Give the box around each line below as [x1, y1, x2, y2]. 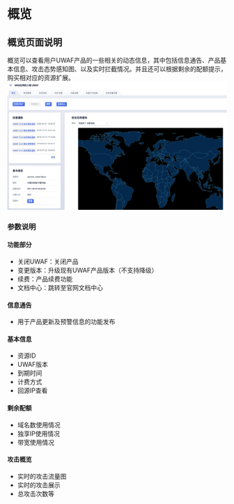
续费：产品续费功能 [17, 275, 73, 283]
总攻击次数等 [17, 489, 54, 498]
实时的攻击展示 [17, 480, 61, 489]
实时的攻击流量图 [17, 472, 67, 480]
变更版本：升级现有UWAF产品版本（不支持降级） [17, 266, 158, 274]
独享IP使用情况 [17, 429, 61, 438]
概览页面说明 [7, 36, 63, 48]
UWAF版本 [17, 360, 49, 369]
